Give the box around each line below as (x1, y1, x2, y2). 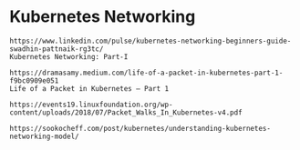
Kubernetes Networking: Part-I (9, 52, 129, 61)
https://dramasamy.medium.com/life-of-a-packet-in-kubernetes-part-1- (9, 68, 284, 77)
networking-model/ (9, 132, 79, 141)
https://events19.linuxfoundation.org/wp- (9, 100, 173, 109)
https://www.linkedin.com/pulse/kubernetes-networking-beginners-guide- (9, 36, 292, 45)
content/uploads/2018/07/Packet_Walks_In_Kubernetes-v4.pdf (9, 107, 243, 117)
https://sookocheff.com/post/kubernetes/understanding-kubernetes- (9, 124, 272, 133)
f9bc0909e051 (9, 75, 59, 85)
